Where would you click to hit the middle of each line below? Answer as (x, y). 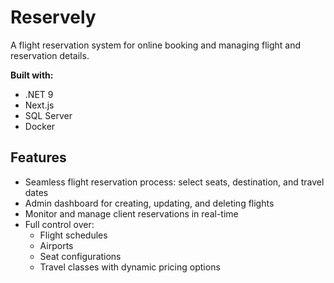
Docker (40, 126)
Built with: (32, 75)
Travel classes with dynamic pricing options (130, 267)
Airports (56, 245)
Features (38, 157)
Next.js (39, 105)
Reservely (53, 17)
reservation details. (50, 55)
